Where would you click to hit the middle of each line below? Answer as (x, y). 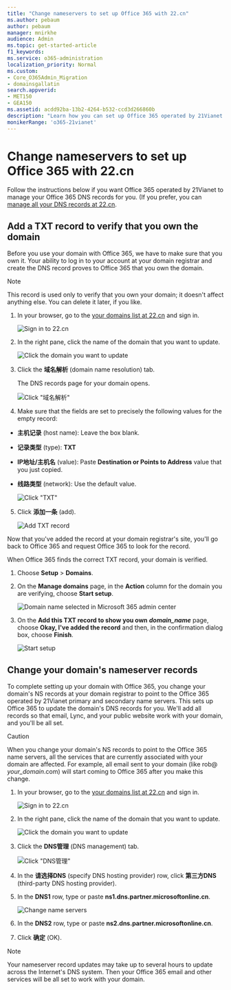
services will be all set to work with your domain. (76, 979)
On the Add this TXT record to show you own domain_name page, (113, 621)
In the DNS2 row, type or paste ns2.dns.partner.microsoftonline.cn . (115, 923)
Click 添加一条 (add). (46, 512)
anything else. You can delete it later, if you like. (75, 302)
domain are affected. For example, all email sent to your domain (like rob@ (112, 764)
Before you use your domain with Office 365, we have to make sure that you (115, 254)
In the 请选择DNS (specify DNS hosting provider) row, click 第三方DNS (117, 876)
